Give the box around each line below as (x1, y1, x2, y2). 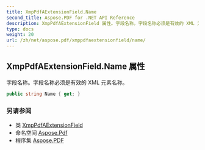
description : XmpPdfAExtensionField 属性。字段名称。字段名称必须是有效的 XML (6, 20, 195, 26)
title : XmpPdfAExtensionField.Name (6, 9, 97, 15)
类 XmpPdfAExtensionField (15, 121, 84, 129)
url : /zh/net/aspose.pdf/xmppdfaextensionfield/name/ (6, 37, 146, 43)
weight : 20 (6, 32, 34, 38)
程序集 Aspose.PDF (15, 137, 64, 144)
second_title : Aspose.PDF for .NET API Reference (6, 15, 135, 21)
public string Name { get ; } (6, 91, 81, 97)
